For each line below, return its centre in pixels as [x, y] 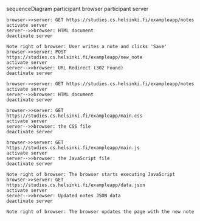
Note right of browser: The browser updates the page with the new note [100, 212]
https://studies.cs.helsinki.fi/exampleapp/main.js [73, 148]
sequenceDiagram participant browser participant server [78, 9]
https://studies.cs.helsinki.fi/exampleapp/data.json [76, 185]
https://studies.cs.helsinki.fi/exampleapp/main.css [74, 116]
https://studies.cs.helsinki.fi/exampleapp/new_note [74, 57]
